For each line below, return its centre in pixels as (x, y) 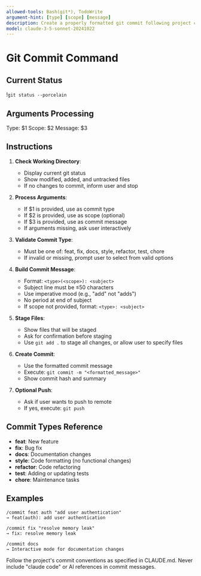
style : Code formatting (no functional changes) (73, 460)
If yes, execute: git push (54, 408)
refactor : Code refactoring (48, 467)
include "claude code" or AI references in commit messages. (81, 566)
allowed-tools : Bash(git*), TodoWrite (54, 12)
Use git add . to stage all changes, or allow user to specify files (103, 342)
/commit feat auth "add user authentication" (64, 512)
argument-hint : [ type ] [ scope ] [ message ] (59, 17)
